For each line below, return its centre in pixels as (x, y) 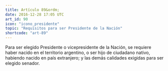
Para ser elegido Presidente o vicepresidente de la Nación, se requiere (78, 47)
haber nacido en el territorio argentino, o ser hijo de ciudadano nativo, (78, 52)
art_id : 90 (17, 19)
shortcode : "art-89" (27, 33)
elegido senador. (23, 63)
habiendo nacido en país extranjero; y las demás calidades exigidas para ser (85, 58)
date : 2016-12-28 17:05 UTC (35, 14)
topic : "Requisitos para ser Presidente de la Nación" (64, 28)
